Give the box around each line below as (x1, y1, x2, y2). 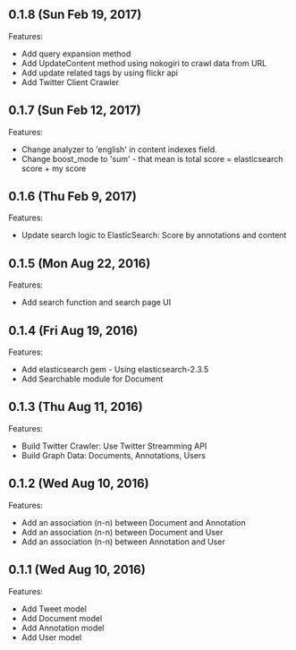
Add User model (21, 631, 82, 643)
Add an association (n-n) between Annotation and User (21, 536, 225, 547)
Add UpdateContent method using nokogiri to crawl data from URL (21, 57, 267, 68)
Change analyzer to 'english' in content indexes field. (21, 143, 217, 155)
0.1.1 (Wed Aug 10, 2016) (8, 562, 147, 577)
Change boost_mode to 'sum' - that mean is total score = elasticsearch (21, 153, 283, 164)
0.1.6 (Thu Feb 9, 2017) (8, 189, 138, 204)
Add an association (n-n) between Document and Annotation (21, 517, 247, 527)
